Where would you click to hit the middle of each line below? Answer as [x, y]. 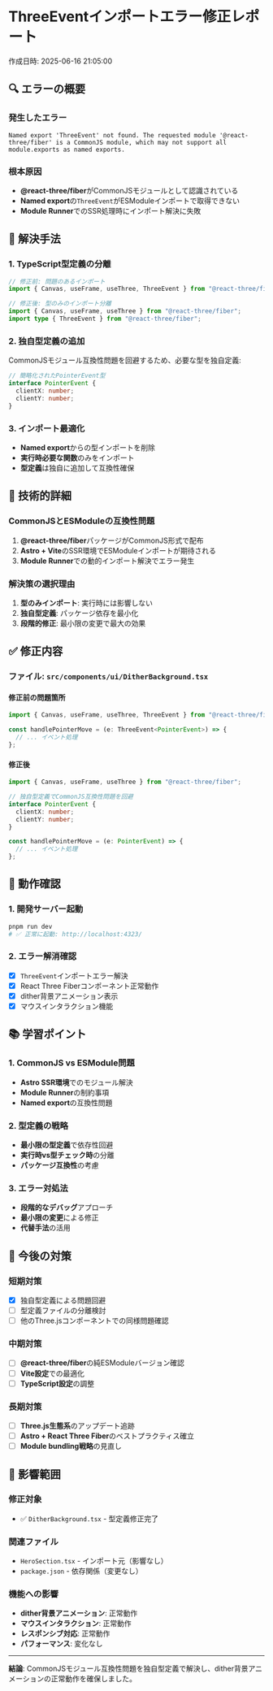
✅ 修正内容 [36, 651]
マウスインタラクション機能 [67, 1006]
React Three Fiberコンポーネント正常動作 [89, 986]
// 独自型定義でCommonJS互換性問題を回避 [71, 797]
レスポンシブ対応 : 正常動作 [65, 1633]
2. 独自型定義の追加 [47, 340]
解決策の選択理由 [42, 583]
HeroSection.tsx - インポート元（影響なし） [94, 1561]
